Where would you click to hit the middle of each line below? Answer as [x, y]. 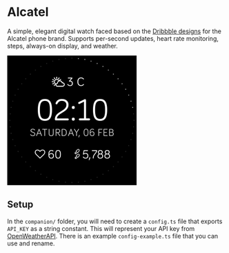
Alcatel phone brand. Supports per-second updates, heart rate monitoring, [113, 38]
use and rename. [31, 243]
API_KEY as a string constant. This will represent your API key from [101, 228]
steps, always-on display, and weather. [63, 46]
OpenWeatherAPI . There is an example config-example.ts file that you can [113, 236]
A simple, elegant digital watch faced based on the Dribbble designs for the [114, 31]
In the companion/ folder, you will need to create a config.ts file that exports [115, 221]
